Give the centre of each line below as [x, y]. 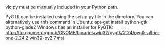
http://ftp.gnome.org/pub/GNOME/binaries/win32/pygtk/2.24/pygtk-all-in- [83, 33]
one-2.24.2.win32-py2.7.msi [35, 38]
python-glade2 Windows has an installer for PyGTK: [59, 27]
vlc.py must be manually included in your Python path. [62, 7]
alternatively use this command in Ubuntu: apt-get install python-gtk [76, 22]
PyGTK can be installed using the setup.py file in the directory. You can [79, 17]
